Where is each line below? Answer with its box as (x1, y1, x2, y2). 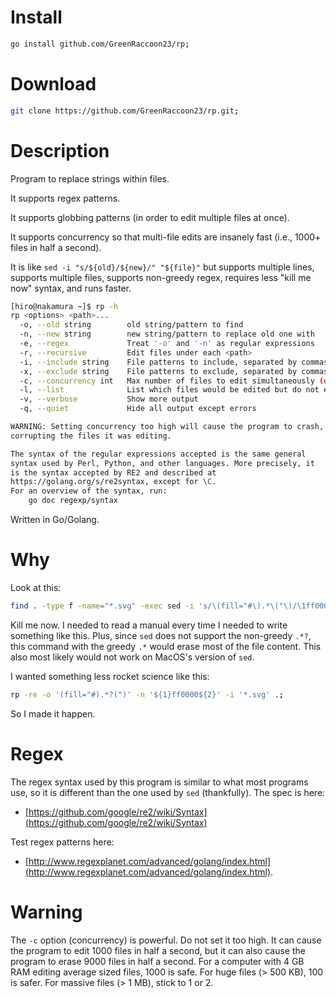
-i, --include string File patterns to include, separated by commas (19, 357, 329, 367)
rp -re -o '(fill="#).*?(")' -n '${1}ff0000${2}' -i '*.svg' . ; (10, 689, 284, 700)
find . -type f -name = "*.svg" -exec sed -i (10, 601, 195, 611)
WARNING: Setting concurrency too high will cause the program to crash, (10, 422, 325, 432)
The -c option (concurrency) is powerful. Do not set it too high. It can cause (10, 934, 322, 946)
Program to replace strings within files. (10, 172, 170, 185)
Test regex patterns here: (10, 836, 115, 848)
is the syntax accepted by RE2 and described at (10, 467, 217, 478)
